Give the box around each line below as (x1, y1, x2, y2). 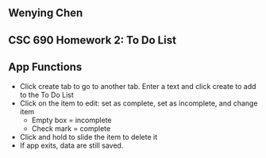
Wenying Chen (8, 6, 83, 20)
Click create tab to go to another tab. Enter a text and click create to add (19, 81, 256, 91)
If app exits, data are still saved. (19, 141, 124, 150)
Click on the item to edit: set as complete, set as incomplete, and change (19, 98, 258, 108)
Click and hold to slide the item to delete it (19, 132, 157, 141)
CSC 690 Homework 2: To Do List (8, 33, 177, 47)
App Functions (8, 60, 83, 74)
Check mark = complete (31, 123, 111, 133)
